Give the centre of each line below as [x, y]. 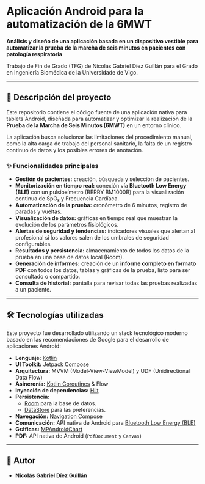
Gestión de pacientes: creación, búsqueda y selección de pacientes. [102, 179]
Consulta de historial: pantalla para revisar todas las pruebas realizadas [106, 283]
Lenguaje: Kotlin [36, 358]
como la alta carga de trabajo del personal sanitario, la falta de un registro [99, 143]
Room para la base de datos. [60, 403]
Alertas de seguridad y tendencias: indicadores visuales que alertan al [105, 231]
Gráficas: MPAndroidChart [49, 429]
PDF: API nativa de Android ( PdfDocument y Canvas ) [78, 436]
